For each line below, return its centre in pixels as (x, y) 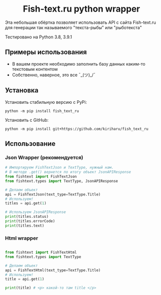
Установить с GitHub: (27, 120)
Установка (22, 90)
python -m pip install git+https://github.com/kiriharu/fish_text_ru (77, 129)
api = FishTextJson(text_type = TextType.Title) (53, 194)
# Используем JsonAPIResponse (36, 212)
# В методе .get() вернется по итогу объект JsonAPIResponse (68, 172)
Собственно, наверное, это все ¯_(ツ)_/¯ (54, 75)
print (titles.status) (27, 217)
